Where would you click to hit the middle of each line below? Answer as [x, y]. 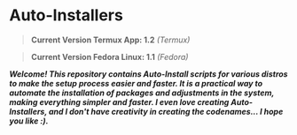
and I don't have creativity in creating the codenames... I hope [166, 111]
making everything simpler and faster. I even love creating [119, 101]
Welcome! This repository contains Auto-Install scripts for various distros [148, 74]
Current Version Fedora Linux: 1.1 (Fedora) [109, 56]
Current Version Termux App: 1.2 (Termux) [110, 40]
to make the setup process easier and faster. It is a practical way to [136, 83]
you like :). [29, 121]
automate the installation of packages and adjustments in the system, [142, 93]
